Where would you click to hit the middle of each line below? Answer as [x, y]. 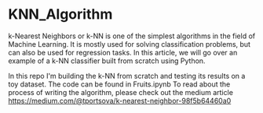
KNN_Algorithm [60, 14]
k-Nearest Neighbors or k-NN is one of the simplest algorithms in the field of [132, 36]
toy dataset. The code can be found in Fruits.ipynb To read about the [119, 84]
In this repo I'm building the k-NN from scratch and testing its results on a [127, 76]
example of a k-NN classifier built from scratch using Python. [107, 61]
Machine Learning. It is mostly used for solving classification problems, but [130, 44]
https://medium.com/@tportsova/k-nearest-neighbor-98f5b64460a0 [120, 101]
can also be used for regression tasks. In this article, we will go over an [123, 52]
